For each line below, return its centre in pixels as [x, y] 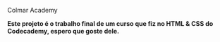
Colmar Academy [32, 10]
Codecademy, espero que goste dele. [63, 31]
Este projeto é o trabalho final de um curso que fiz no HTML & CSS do [110, 23]
